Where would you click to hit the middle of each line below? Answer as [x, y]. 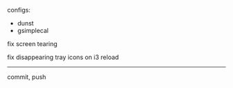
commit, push [27, 77]
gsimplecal [33, 31]
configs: [19, 10]
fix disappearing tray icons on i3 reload [63, 57]
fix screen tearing [32, 44]
